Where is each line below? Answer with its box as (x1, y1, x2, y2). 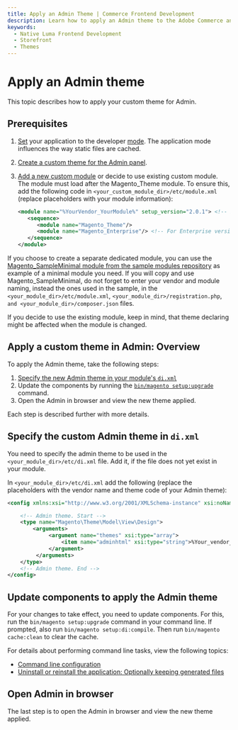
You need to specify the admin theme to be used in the (7, 449, 168, 458)
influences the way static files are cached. (17, 144, 142, 153)
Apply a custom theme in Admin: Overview (7, 341, 200, 353)
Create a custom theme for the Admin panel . (17, 157, 147, 167)
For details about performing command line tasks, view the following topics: (7, 646, 229, 655)
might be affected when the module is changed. (7, 321, 147, 328)
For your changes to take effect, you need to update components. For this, (7, 610, 225, 619)
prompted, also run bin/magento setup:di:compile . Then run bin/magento (7, 625, 220, 634)
